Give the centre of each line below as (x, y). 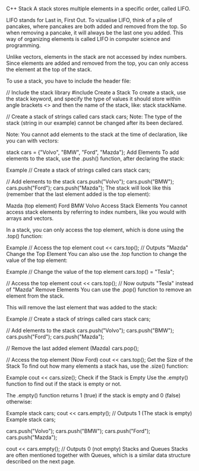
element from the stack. (35, 296)
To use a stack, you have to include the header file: (69, 81)
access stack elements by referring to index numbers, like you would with (96, 212)
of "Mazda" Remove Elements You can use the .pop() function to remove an (99, 290)
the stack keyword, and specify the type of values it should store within (94, 99)
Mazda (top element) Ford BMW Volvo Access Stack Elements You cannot (97, 206)
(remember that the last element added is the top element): (78, 194)
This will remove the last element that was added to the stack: (82, 307)
